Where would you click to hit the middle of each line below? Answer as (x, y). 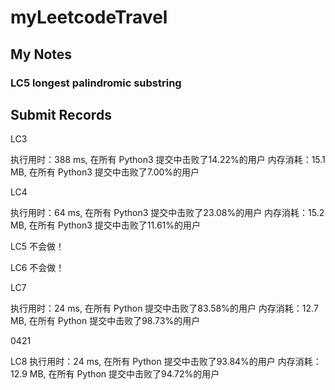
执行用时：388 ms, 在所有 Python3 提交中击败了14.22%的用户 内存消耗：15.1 (168, 160)
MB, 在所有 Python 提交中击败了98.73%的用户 (105, 321)
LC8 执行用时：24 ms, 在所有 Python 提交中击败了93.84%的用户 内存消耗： (166, 362)
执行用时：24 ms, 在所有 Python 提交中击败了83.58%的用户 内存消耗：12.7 (164, 308)
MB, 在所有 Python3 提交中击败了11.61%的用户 (106, 225)
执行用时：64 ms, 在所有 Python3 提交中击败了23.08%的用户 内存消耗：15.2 (167, 213)
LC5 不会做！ (37, 247)
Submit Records (61, 114)
